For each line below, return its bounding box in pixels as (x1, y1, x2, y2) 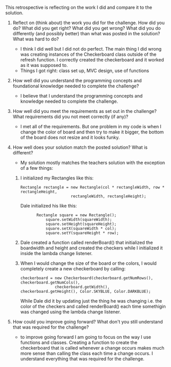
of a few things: (20, 165, 54, 171)
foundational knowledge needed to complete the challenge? (12, 83, 139, 89)
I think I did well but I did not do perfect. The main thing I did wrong (20, 46, 162, 52)
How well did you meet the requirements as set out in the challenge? (12, 108, 157, 114)
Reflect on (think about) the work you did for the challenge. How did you (12, 20, 165, 26)
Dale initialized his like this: (20, 203, 77, 209)
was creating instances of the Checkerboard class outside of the (20, 51, 157, 57)
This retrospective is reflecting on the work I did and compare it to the (5, 5, 152, 10)
